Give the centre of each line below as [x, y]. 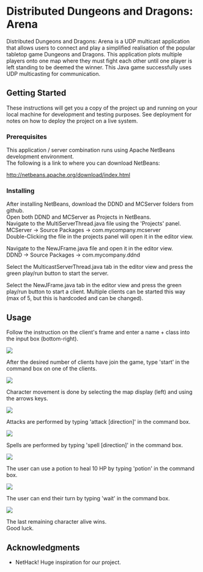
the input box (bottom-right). [42, 339]
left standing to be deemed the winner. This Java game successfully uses [99, 67]
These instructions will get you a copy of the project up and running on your [102, 108]
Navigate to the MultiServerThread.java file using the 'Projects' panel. [94, 224]
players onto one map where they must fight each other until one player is [99, 61]
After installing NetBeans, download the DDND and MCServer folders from [100, 204]
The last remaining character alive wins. [57, 522]
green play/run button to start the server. [57, 273]
